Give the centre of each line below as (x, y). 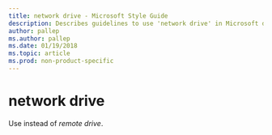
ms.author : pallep (39, 38)
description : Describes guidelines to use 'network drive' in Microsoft (134, 23)
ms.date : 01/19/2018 (43, 46)
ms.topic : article (39, 53)
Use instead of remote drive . (56, 123)
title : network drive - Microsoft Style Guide (88, 16)
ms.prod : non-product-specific (61, 61)
